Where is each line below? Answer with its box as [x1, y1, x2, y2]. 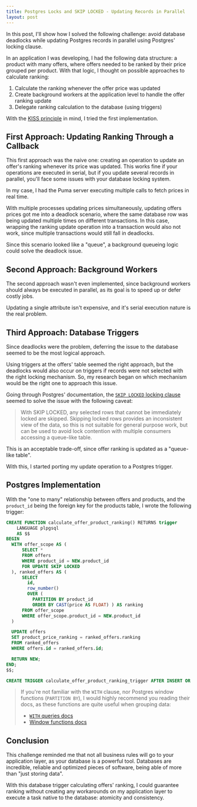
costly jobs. [6, 293, 34, 300]
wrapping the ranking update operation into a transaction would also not [6, 224, 181, 231]
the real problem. [6, 310, 48, 317]
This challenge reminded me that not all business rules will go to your [6, 752, 174, 759]
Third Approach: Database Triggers [6, 327, 139, 337]
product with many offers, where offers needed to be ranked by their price [6, 60, 186, 68]
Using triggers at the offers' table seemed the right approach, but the [6, 360, 173, 368]
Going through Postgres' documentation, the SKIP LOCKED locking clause [6, 391, 181, 398]
